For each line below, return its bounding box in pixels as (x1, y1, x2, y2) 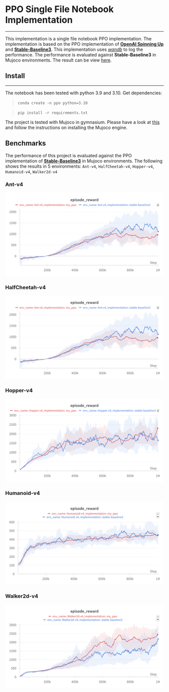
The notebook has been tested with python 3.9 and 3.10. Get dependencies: (5, 90, 162, 96)
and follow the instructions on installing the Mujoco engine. (5, 124, 128, 131)
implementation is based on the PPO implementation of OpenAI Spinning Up (5, 41, 164, 47)
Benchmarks (5, 139, 46, 148)
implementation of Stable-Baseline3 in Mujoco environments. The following (5, 158, 162, 164)
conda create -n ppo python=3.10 (17, 100, 88, 105)
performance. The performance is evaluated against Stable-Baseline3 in (5, 51, 156, 57)
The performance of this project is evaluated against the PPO (5, 152, 132, 158)
